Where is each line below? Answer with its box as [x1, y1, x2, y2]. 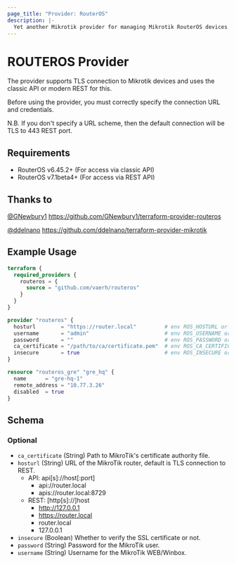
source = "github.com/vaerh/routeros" [25, 284, 140, 292]
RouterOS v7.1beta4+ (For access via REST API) [17, 173, 155, 181]
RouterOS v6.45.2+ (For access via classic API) [17, 166, 155, 174]
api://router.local [38, 481, 86, 489]
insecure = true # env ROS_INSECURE [13, 350, 221, 357]
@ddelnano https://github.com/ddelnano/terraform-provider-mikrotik [7, 226, 207, 234]
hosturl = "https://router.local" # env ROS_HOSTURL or [13, 323, 228, 331]
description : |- [7, 17, 55, 24]
